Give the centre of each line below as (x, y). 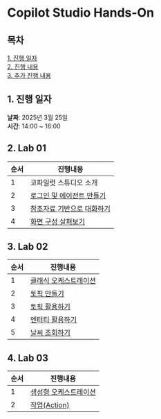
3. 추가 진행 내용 (29, 75)
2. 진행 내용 (23, 67)
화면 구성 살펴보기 (57, 221)
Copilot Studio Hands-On (80, 13)
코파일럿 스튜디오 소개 (64, 182)
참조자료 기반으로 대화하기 (70, 208)
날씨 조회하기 (50, 333)
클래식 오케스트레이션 (63, 281)
